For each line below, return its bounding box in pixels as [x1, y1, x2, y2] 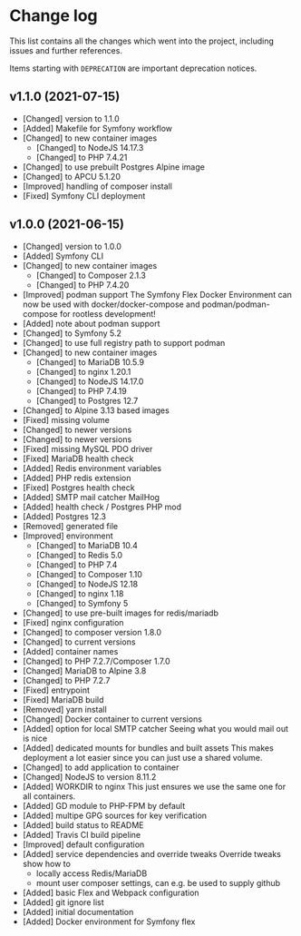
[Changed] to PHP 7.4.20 [35, 279, 130, 291]
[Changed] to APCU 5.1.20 [22, 171, 121, 182]
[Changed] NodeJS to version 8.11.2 [22, 771, 157, 782]
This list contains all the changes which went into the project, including [9, 35, 275, 46]
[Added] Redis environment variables [22, 462, 161, 473]
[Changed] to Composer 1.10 [35, 568, 143, 579]
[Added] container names [22, 645, 119, 656]
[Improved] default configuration [22, 839, 145, 850]
